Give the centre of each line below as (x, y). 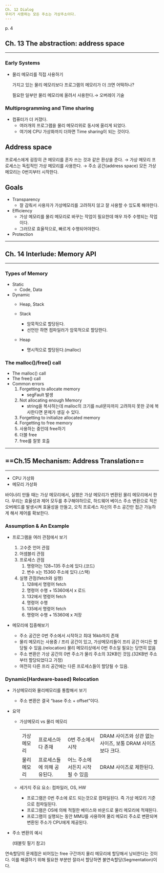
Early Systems (23, 63)
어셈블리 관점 (32, 554)
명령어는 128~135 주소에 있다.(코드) (61, 566)
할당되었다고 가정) (46, 660)
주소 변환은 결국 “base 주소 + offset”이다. (59, 701)
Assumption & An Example (37, 526)
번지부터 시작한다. (42, 172)
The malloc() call (29, 373)
